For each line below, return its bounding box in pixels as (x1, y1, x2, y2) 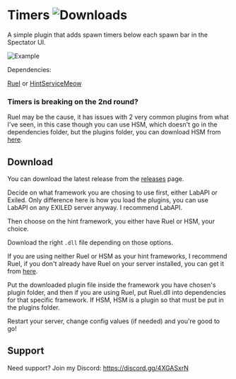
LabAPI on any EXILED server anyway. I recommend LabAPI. (7, 204, 182, 212)
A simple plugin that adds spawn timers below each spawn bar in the (7, 30, 208, 39)
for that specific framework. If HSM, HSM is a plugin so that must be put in (7, 296, 224, 304)
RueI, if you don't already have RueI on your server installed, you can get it (7, 260, 225, 268)
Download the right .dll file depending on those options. (7, 238, 173, 247)
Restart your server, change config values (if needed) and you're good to (7, 317, 220, 325)
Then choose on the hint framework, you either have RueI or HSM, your (7, 217, 216, 226)
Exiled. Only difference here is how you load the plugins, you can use (7, 196, 208, 204)
